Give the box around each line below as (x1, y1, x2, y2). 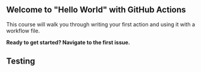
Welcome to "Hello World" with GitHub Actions (6, 5, 187, 15)
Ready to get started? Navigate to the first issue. (6, 38, 131, 46)
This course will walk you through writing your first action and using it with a (6, 20, 196, 28)
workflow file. (6, 27, 40, 34)
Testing (6, 56, 36, 67)
